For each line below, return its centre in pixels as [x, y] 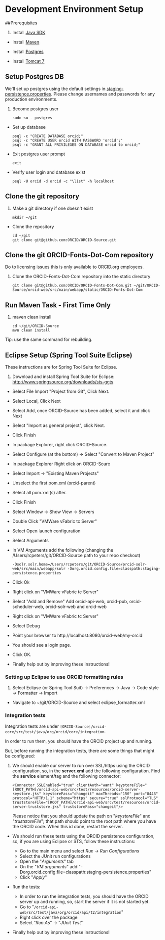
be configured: [20, 756]
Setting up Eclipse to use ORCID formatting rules [64, 677]
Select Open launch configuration [46, 531]
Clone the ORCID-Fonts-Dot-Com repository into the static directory [81, 277]
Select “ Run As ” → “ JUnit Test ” [51, 922]
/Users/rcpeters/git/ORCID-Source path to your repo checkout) [76, 555]
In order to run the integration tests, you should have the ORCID [84, 896]
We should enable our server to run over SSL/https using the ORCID [81, 765]
